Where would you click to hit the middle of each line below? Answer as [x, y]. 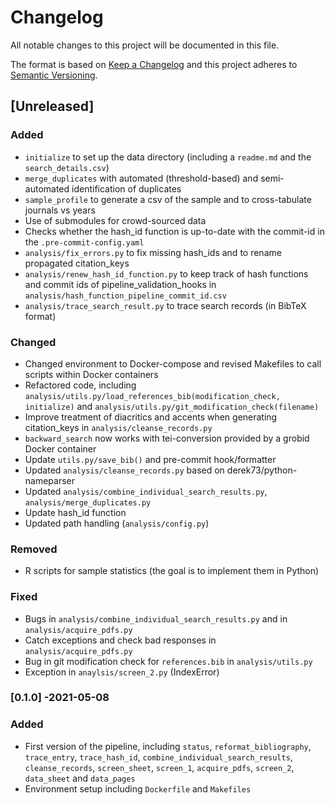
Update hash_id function [75, 512]
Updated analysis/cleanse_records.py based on [124, 470]
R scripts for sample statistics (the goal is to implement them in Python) [172, 571]
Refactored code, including [80, 385]
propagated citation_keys [77, 263]
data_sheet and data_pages [80, 778]
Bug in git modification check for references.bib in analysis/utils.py [168, 661]
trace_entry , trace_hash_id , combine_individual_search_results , [158, 757]
